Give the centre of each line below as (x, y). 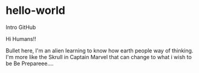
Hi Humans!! (21, 39)
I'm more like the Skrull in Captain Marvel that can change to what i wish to (99, 57)
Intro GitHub (21, 27)
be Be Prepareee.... (30, 63)
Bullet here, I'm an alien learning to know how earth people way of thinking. (99, 50)
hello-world (36, 11)
